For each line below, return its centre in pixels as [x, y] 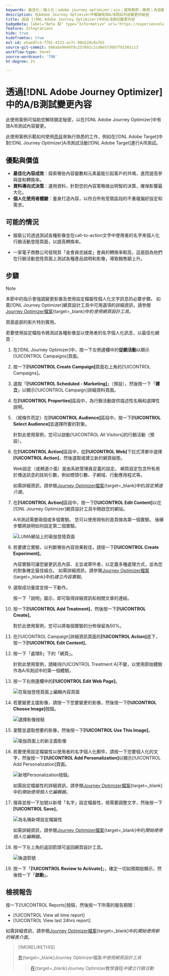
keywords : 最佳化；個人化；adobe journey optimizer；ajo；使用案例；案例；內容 [83, 10]
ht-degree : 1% [21, 61]
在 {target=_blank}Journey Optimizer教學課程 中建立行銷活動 [92, 968]
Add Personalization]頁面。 [41, 764]
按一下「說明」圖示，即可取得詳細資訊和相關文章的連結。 [72, 598]
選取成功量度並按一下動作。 [42, 587]
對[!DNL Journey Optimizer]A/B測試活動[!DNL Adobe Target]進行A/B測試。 [83, 143]
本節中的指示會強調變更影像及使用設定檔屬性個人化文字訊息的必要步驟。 [80, 299]
